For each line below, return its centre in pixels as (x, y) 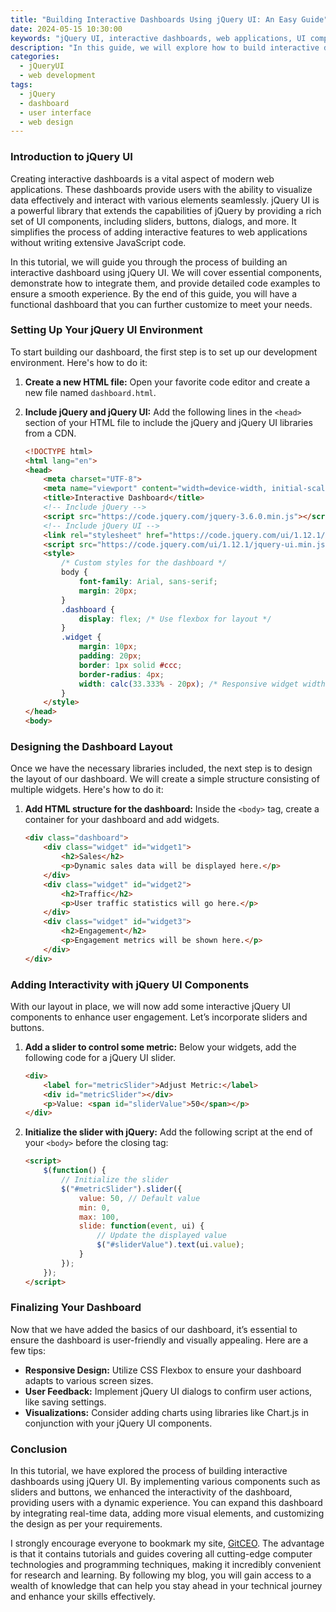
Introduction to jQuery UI (71, 157)
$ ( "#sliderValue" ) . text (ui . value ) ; (170, 1245)
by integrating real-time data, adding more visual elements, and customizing (167, 1513)
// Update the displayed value (161, 1236)
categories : (35, 57)
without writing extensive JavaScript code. (98, 242)
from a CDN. (50, 433)
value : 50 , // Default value (139, 1198)
